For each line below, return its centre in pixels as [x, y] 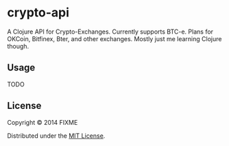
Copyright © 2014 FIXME [43, 122]
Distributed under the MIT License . [56, 136]
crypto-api [38, 13]
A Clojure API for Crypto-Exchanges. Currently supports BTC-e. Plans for [110, 32]
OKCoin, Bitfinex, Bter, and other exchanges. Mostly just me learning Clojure [114, 38]
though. [18, 46]
